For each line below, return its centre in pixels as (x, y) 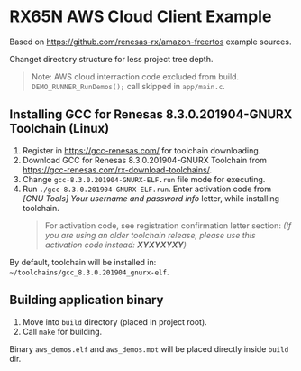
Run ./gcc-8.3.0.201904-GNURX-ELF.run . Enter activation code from (147, 189)
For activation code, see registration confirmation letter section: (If (168, 225)
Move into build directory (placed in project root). (114, 321)
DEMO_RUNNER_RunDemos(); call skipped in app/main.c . (128, 86)
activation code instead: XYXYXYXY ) (116, 245)
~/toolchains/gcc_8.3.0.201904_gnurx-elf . (89, 272)
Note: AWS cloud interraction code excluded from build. (135, 76)
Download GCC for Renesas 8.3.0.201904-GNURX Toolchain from (145, 160)
